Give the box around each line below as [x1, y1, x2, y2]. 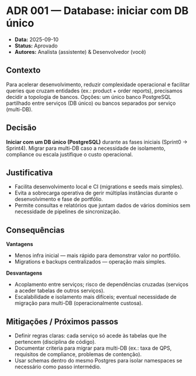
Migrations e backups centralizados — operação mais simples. [14, 258, 166, 265]
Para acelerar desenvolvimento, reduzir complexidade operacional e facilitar [6, 81, 190, 88]
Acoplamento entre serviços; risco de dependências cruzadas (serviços [14, 281, 189, 288]
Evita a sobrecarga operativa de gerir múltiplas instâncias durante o [14, 189, 178, 197]
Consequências [6, 225, 65, 235]
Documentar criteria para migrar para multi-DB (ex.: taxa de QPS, [14, 344, 172, 351]
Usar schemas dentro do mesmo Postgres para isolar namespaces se [14, 357, 183, 364]
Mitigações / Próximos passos [6, 316, 119, 326]
